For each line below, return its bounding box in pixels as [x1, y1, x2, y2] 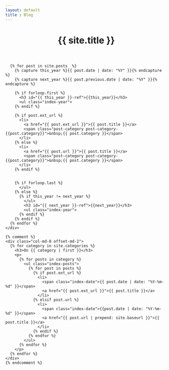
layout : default [5, 7, 40, 13]
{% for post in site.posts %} [10, 63, 77, 68]
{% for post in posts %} [28, 266, 82, 271]
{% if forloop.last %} [14, 180, 63, 186]
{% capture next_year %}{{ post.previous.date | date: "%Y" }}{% [14, 77, 158, 82]
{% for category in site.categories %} [10, 243, 96, 248]
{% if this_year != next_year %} [18, 194, 91, 199]
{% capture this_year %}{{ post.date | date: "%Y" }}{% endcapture [14, 68, 162, 73]
